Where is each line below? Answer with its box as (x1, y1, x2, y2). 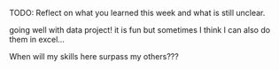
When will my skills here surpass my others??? (9, 51, 179, 61)
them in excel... (9, 35, 65, 44)
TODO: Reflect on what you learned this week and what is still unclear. (9, 8, 266, 18)
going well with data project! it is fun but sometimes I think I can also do (9, 25, 271, 35)
